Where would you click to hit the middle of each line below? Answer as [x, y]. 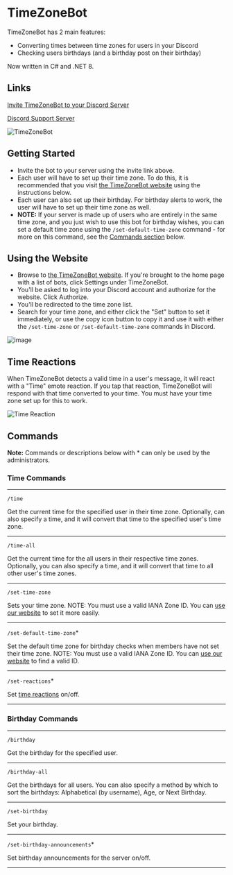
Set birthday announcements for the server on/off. [79, 858]
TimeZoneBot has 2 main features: [57, 32]
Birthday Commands [43, 719]
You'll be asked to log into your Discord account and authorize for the [116, 290]
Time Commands [37, 478]
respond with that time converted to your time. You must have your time [110, 393]
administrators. [29, 460]
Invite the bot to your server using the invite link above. [96, 170]
